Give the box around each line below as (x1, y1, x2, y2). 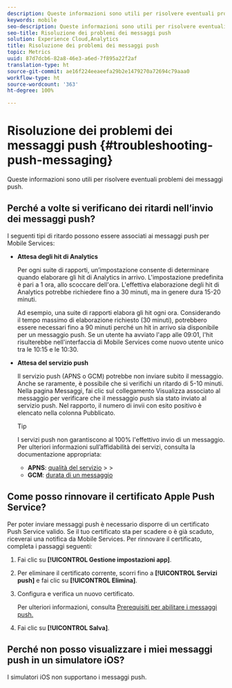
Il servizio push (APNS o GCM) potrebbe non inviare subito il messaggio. (17, 372, 224, 380)
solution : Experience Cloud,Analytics (7, 36, 119, 43)
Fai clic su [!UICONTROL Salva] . (17, 623, 110, 632)
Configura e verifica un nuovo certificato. (17, 589, 135, 598)
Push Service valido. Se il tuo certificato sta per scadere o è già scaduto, (7, 527, 214, 535)
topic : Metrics (7, 49, 51, 56)
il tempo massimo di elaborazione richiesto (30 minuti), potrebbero (17, 316, 207, 324)
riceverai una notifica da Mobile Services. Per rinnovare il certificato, (7, 535, 202, 543)
